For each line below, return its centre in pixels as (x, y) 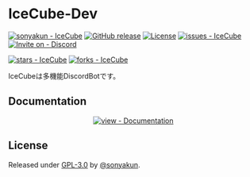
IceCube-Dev (53, 14)
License (28, 146)
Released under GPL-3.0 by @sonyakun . (74, 164)
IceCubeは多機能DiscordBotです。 (64, 75)
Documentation (48, 101)
